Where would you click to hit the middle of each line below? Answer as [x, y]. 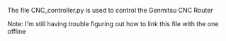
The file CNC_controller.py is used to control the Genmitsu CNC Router [111, 10]
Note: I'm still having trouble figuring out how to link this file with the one [113, 24]
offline [17, 31]
